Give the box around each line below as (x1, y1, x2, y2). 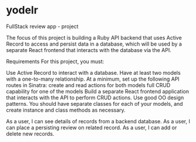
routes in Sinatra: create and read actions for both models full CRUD (6, 81, 171, 88)
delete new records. (6, 130, 55, 137)
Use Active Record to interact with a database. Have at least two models (6, 69, 181, 76)
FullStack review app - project (6, 23, 79, 30)
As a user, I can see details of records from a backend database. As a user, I (6, 117, 191, 124)
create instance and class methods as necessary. (6, 106, 126, 113)
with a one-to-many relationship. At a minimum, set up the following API (6, 75, 180, 82)
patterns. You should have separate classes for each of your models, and (6, 100, 183, 107)
